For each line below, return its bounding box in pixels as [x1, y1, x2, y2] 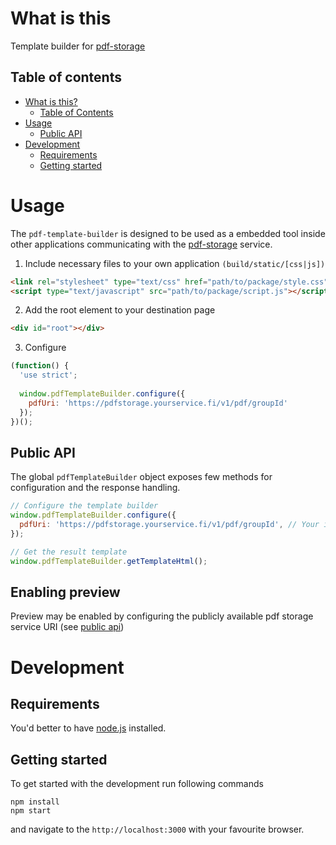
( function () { [10, 361, 70, 371]
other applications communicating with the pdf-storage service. [10, 238, 273, 250]
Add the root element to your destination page [24, 304, 216, 316]
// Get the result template [10, 547, 128, 557]
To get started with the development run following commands [10, 778, 264, 790]
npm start [10, 806, 52, 816]
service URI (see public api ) [10, 621, 125, 633]
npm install [10, 797, 60, 807]
